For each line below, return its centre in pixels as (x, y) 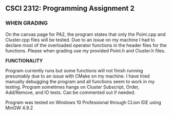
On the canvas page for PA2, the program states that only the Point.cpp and (85, 34)
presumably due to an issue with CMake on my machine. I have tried (78, 76)
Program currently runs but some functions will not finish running (74, 70)
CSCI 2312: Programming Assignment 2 (70, 8)
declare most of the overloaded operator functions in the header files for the (86, 45)
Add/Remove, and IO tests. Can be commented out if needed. (70, 92)
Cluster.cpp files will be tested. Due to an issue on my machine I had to (80, 40)
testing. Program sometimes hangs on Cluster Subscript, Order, (72, 87)
